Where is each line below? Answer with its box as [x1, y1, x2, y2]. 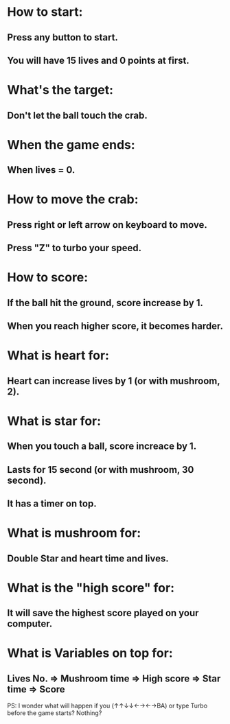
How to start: [7, 4, 83, 20]
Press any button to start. [7, 32, 119, 43]
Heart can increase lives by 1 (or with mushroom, [7, 375, 220, 386]
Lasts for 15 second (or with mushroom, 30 [7, 464, 194, 476]
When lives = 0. [7, 164, 76, 176]
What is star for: [7, 413, 102, 429]
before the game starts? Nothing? [7, 709, 102, 717]
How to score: [7, 270, 89, 285]
